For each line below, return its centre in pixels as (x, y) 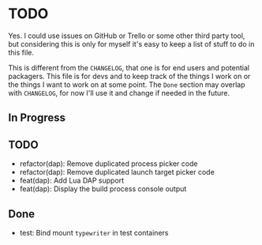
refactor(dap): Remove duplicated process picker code (109, 164)
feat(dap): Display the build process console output (103, 189)
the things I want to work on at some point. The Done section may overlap (127, 85)
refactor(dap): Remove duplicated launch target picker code (117, 172)
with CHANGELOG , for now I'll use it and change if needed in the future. (119, 92)
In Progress (37, 118)
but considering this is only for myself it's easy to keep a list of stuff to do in (131, 43)
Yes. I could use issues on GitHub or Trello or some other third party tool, (127, 36)
